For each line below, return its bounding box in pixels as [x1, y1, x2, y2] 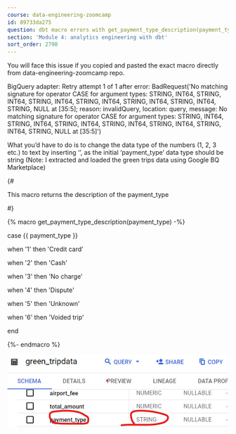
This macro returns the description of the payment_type [7, 191, 169, 199]
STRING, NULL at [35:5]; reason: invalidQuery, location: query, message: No [7, 105, 228, 113]
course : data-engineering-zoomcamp [7, 11, 112, 18]
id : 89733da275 [7, 18, 52, 26]
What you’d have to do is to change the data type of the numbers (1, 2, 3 [7, 141, 216, 149]
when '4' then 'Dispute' [7, 286, 75, 295]
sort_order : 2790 [7, 41, 58, 49]
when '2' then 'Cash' [7, 259, 68, 267]
